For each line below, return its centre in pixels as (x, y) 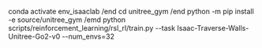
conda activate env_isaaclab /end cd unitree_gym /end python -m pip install (131, 11)
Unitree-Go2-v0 (34, 36)
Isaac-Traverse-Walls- (213, 28)
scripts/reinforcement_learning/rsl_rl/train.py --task (92, 28)
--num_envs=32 (88, 36)
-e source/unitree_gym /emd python (67, 20)
